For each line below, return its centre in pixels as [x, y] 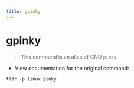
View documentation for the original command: [72, 68]
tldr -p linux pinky [32, 79]
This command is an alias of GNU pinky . [69, 57]
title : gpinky [24, 11]
